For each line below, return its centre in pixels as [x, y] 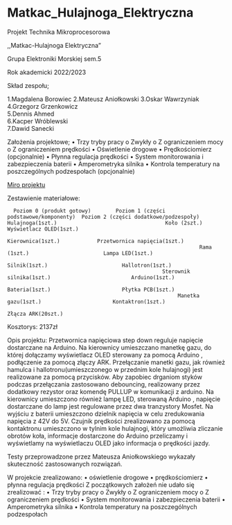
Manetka [188, 296]
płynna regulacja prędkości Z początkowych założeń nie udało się [101, 484]
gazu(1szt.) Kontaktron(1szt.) [87, 302]
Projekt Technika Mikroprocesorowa [59, 32]
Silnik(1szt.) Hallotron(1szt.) [89, 265]
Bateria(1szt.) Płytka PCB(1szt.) [91, 290]
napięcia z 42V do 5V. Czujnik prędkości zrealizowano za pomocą [101, 421]
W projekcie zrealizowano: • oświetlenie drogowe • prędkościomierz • [108, 477]
